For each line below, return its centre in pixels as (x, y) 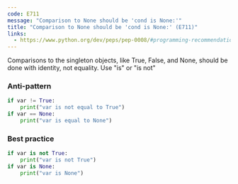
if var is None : (31, 166)
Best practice (31, 139)
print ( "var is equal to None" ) (66, 121)
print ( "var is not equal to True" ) (73, 108)
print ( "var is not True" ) (58, 160)
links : (17, 34)
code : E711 (23, 14)
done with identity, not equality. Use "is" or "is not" (81, 68)
